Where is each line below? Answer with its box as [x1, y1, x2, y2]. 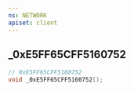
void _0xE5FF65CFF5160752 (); [8, 76, 103, 84]
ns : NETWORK [8, 11, 47, 20]
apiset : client [8, 19, 58, 27]
